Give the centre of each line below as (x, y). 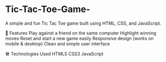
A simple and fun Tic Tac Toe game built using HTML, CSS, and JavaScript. (83, 23)
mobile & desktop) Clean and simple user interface (58, 43)
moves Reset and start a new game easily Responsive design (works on (79, 38)
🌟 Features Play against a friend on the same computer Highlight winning (81, 33)
